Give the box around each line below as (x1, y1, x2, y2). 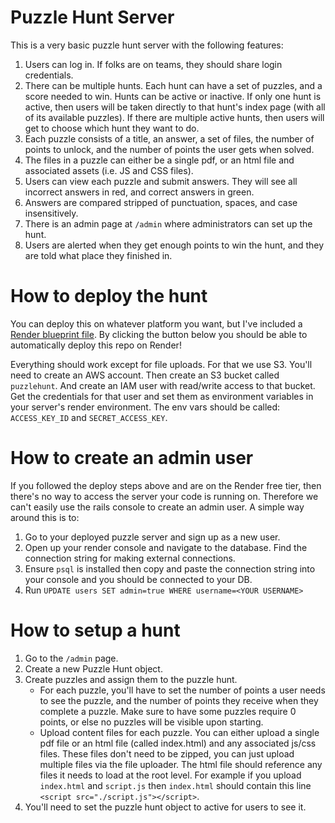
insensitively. (24, 207, 79, 219)
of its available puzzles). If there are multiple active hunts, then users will (24, 111, 325, 123)
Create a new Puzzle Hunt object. (24, 662, 163, 675)
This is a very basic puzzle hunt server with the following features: (10, 39, 284, 51)
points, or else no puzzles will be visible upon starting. (39, 716, 264, 728)
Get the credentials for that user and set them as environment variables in (10, 390, 314, 402)
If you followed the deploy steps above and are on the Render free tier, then (10, 479, 322, 491)
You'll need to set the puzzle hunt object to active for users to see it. (24, 801, 307, 813)
